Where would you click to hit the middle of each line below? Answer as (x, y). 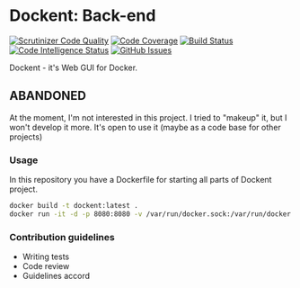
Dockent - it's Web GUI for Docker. (73, 67)
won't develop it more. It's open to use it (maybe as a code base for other (145, 127)
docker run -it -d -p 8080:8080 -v (76, 214)
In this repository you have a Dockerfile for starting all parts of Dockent (141, 180)
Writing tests (46, 256)
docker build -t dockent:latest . (74, 206)
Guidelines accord (56, 276)
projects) (26, 137)
